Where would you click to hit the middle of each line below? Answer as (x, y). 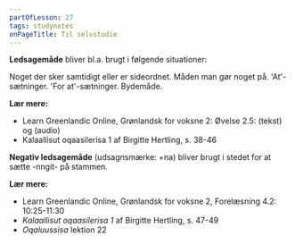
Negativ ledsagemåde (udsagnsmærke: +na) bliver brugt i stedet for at (140, 157)
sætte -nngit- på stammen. (59, 167)
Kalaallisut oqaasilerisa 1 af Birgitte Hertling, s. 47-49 (120, 221)
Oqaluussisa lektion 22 (64, 230)
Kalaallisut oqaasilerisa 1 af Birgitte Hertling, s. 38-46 (119, 140)
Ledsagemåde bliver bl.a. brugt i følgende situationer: (108, 60)
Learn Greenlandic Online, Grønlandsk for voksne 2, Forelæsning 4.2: (149, 201)
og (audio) (41, 130)
